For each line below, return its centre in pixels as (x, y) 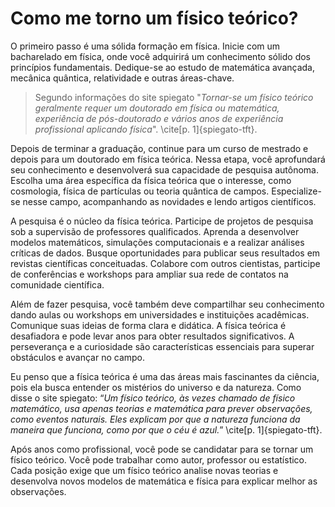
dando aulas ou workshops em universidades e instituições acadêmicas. (160, 314)
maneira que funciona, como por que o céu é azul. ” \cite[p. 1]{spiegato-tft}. (166, 429)
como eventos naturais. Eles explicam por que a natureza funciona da (155, 419)
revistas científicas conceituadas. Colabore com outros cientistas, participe (165, 263)
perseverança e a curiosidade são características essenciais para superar (162, 346)
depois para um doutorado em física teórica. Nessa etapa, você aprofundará (168, 159)
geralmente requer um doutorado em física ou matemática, (157, 108)
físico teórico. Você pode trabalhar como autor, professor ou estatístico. (159, 459)
